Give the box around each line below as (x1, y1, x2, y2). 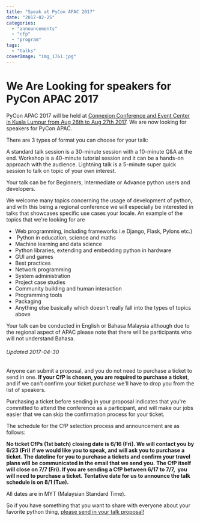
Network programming (14, 265, 71, 273)
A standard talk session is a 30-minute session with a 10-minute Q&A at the (6, 148, 192, 155)
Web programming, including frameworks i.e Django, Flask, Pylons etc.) (14, 227, 193, 235)
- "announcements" (11, 25, 58, 32)
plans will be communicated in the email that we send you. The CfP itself (6, 459, 192, 466)
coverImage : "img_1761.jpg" (6, 53, 77, 59)
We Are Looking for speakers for (6, 79, 172, 93)
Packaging (14, 298, 41, 305)
